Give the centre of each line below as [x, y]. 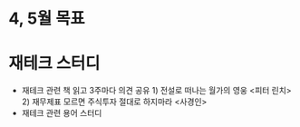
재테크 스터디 [54, 63]
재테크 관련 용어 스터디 [62, 113]
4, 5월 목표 [47, 19]
